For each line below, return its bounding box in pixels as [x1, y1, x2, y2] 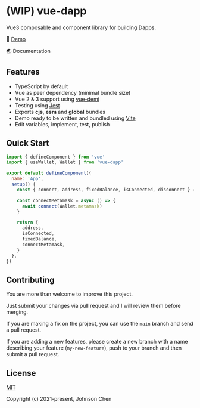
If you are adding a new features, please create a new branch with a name [6, 338, 188, 345]
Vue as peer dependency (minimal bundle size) [14, 89, 131, 96]
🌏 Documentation [6, 47, 51, 54]
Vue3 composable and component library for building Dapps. [6, 24, 157, 31]
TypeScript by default [14, 82, 68, 90]
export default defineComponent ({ [6, 170, 92, 177]
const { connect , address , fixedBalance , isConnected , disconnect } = [17, 187, 196, 193]
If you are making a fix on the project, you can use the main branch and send [6, 320, 193, 327]
